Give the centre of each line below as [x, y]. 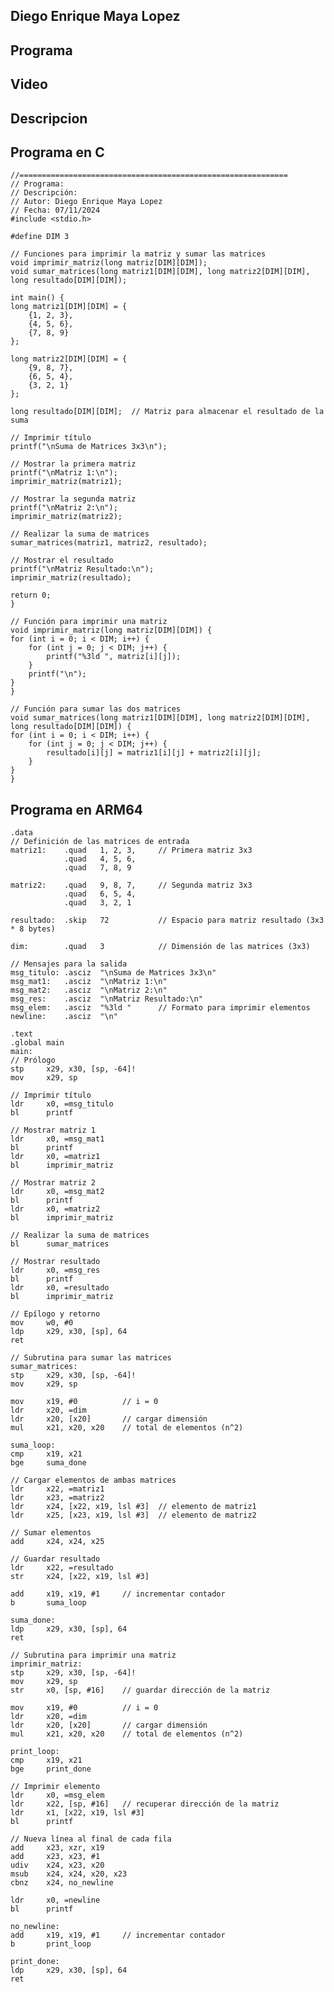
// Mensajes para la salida [69, 964]
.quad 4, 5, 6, [100, 859]
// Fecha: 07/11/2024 [55, 210]
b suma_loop [48, 1603]
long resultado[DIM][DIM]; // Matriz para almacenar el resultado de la [167, 412]
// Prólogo [33, 1060]
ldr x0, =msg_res [55, 1270]
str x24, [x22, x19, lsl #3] [80, 1577]
